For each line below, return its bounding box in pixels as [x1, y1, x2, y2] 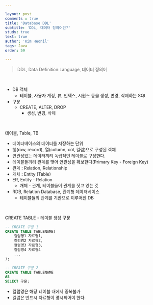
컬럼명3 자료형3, [14, 243, 43, 248]
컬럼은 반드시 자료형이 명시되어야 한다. [12, 295, 86, 301]
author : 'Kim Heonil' [5, 39, 50, 44]
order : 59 [5, 48, 25, 53]
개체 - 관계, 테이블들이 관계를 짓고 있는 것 [19, 182, 99, 188]
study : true [5, 30, 29, 35]
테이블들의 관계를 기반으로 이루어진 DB [19, 194, 94, 200]
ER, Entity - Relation [12, 176, 52, 182]
